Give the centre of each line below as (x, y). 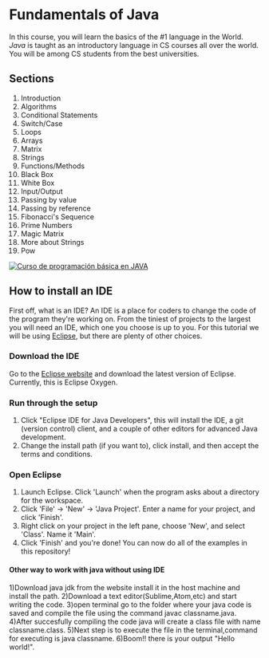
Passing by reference (55, 208)
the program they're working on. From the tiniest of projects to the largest (130, 319)
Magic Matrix (42, 234)
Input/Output (42, 191)
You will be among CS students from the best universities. (104, 53)
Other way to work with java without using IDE (87, 570)
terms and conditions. (56, 454)
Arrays (32, 140)
